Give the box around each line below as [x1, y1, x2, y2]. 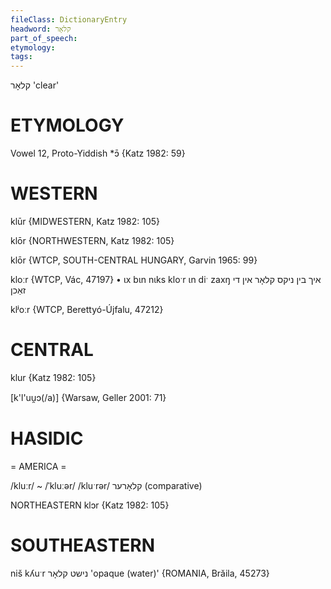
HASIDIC [10, 427, 84, 450]
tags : [10, 52, 33, 62]
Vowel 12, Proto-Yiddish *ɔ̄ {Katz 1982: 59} [10, 147, 186, 160]
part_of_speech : [10, 33, 78, 43]
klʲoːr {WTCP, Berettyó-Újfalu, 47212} [10, 304, 164, 315]
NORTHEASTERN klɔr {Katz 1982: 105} [10, 499, 170, 511]
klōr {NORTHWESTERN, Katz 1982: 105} [10, 235, 175, 246]
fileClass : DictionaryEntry [10, 14, 128, 25]
